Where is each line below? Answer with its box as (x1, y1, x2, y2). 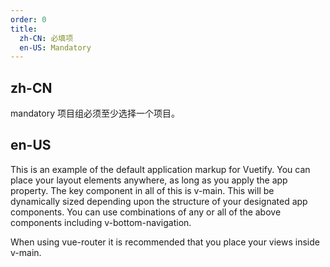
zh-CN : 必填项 (19, 33, 74, 43)
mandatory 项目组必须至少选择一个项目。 (10, 107, 180, 120)
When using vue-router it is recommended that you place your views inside (10, 236, 320, 248)
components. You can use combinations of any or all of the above (10, 206, 282, 218)
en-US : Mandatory (19, 42, 92, 53)
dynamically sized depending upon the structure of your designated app (10, 195, 308, 207)
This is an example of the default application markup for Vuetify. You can (10, 163, 311, 175)
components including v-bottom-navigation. (10, 216, 192, 228)
